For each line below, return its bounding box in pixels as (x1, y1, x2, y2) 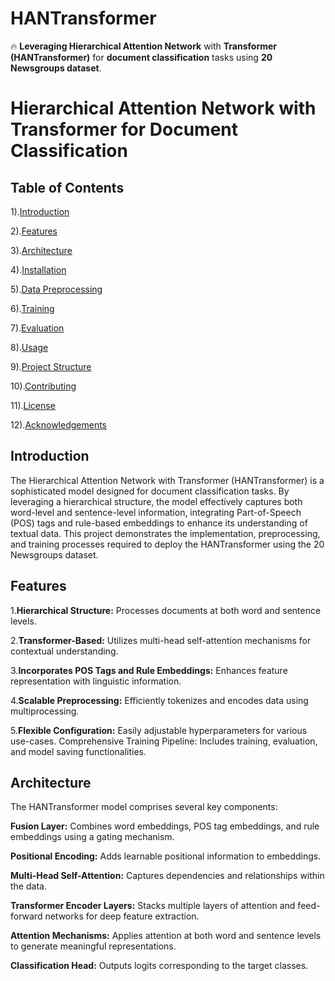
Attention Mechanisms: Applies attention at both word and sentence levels (10, 930, 322, 942)
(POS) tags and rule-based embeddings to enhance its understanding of (10, 517, 308, 529)
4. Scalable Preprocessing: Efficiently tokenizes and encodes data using (10, 694, 309, 706)
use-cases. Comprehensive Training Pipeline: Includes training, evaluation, (10, 735, 318, 747)
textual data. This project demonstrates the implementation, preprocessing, (10, 527, 321, 539)
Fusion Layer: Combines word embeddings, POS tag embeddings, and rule (10, 820, 320, 832)
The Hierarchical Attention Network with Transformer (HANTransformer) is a (10, 474, 325, 486)
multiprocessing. (10, 705, 80, 717)
